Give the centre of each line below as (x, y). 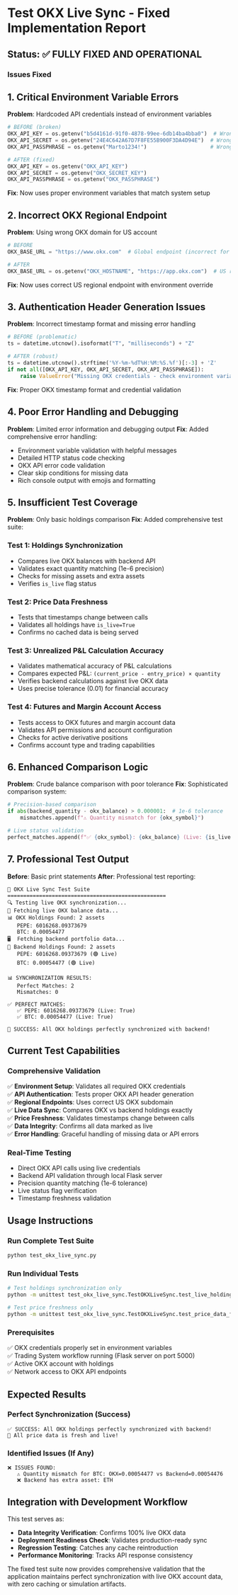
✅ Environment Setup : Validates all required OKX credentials (97, 1086)
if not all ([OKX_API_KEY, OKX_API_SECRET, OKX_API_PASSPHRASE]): (106, 370)
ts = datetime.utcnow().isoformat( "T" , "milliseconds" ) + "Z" (101, 344)
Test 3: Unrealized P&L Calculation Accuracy (86, 651)
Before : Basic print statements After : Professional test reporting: (102, 876)
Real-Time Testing (40, 1153)
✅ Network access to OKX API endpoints (67, 1372)
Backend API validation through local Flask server (90, 1176)
